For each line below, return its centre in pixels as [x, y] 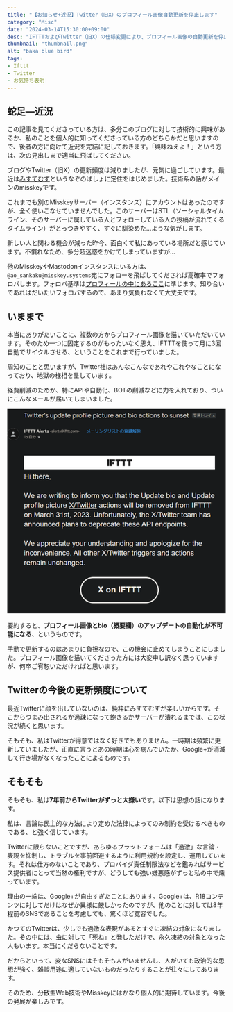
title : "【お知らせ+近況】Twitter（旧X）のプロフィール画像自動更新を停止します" [113, 15]
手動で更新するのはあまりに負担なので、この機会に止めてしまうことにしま [113, 649]
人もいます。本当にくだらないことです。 [64, 945]
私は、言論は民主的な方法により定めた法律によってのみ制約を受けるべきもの [116, 823]
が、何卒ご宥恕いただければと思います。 [65, 666]
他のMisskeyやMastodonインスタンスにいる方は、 [79, 267]
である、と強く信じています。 [50, 832]
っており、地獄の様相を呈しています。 [61, 376]
